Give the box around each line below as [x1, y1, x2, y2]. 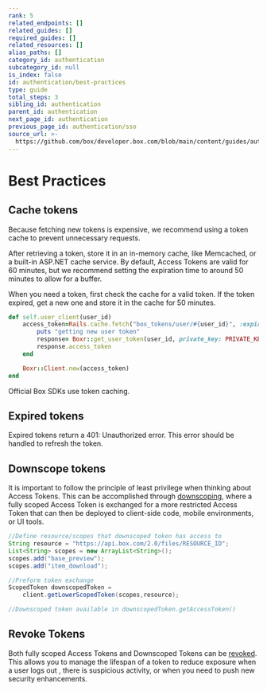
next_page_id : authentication [8, 115, 109, 123]
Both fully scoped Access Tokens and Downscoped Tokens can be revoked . [8, 648, 257, 658]
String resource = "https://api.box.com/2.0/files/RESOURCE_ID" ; [8, 540, 229, 548]
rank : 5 [8, 11, 34, 20]
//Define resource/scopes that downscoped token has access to [8, 533, 222, 541]
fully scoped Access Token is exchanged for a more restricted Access [8, 500, 238, 509]
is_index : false [8, 71, 62, 79]
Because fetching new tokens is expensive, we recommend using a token [8, 224, 249, 234]
